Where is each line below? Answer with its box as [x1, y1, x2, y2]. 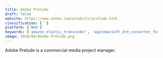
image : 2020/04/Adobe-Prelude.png [5, 34, 75, 39]
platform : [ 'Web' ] [5, 25, 42, 30]
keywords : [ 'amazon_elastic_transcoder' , [5, 29, 90, 34]
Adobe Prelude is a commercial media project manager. [5, 47, 116, 53]
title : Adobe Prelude [5, 7, 49, 12]
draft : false [5, 12, 32, 16]
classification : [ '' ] [5, 20, 49, 26]
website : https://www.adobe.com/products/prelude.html [5, 16, 118, 21]
